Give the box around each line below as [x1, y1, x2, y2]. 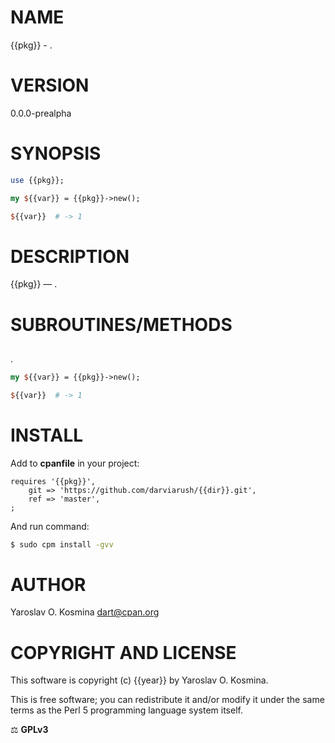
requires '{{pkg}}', [10, 476, 97, 486]
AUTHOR [10, 573, 87, 596]
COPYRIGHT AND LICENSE [10, 641, 237, 664]
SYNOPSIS [10, 142, 102, 165]
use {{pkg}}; [10, 175, 65, 185]
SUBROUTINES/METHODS [10, 313, 233, 336]
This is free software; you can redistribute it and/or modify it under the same [10, 694, 325, 706]
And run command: [10, 520, 90, 532]
